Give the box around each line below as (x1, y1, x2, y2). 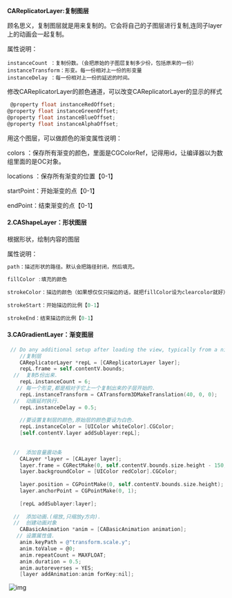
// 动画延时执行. (13, 397, 60, 405)
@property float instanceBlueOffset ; (7, 114, 116, 121)
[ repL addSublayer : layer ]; (19, 500, 97, 507)
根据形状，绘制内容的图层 (7, 235, 80, 243)
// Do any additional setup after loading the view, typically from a (10, 346, 217, 353)
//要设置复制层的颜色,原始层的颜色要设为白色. (19, 417, 135, 424)
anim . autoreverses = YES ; (19, 564, 95, 572)
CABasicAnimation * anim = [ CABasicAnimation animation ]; (19, 526, 187, 533)
